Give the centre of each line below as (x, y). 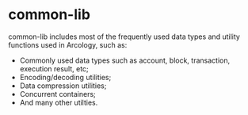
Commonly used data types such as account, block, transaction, (125, 60)
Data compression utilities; (63, 86)
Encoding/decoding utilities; (65, 77)
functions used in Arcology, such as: (68, 44)
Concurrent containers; (58, 94)
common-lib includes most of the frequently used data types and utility (124, 36)
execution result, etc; (54, 68)
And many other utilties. (59, 102)
